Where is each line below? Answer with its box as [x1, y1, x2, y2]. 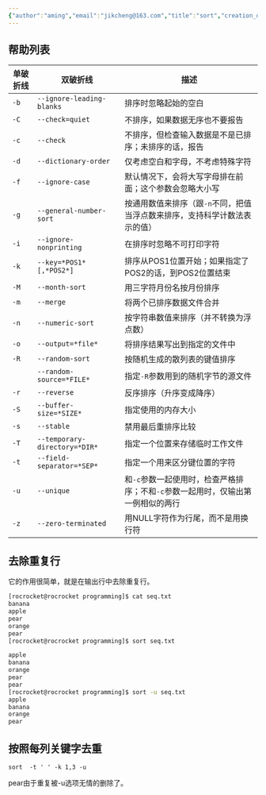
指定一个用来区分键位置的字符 [124, 457, 236, 469]
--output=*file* [36, 339, 99, 349]
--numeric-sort [36, 318, 95, 328]
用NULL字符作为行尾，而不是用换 [124, 513, 249, 524]
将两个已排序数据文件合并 [124, 297, 220, 308]
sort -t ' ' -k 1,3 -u [8, 763, 87, 771]
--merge [36, 298, 66, 307]
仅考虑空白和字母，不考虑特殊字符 [124, 156, 252, 168]
